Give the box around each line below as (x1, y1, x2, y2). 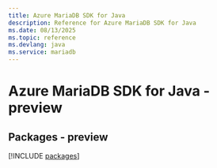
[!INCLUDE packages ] (8, 151, 80, 160)
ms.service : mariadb (8, 48, 77, 56)
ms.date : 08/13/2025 (8, 26, 77, 34)
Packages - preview (8, 130, 108, 144)
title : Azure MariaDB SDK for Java (8, 11, 126, 20)
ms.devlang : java (8, 41, 66, 49)
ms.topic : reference (8, 33, 77, 42)
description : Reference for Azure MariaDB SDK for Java (8, 19, 196, 27)
